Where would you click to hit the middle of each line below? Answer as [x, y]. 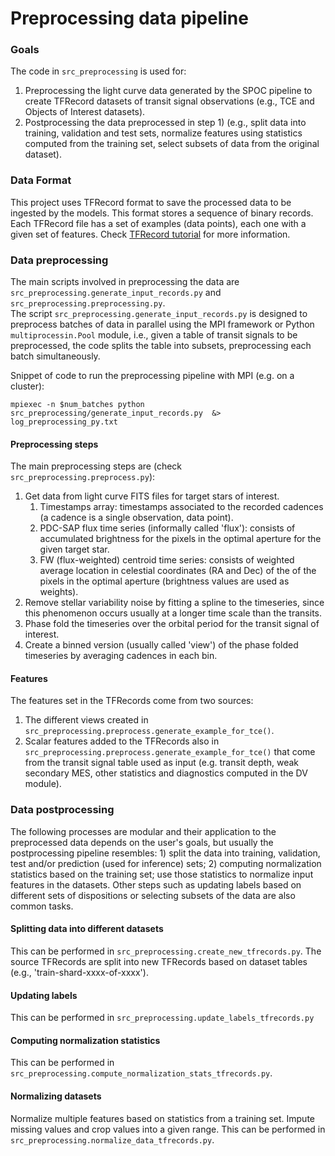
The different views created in [86, 720]
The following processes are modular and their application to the [143, 831]
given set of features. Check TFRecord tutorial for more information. [150, 234]
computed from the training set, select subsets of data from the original [172, 144]
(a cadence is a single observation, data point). [136, 518]
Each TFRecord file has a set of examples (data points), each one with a [158, 223]
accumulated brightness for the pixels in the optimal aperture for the [180, 539]
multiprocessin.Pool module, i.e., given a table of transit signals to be [154, 335]
